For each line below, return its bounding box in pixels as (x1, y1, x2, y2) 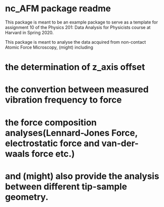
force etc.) (31, 148, 75, 159)
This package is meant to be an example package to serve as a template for (5, 19, 158, 25)
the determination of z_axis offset (5, 62, 145, 73)
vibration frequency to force (5, 94, 122, 105)
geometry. (5, 191, 48, 203)
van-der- (101, 138, 139, 149)
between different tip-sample (5, 181, 127, 192)
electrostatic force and (5, 138, 100, 149)
